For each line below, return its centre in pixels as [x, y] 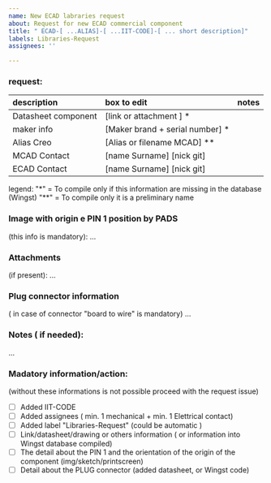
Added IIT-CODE [48, 407]
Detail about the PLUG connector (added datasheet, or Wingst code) [135, 470]
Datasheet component [55, 116]
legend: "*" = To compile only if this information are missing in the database [135, 189]
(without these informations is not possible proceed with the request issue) [134, 391]
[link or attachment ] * [148, 116]
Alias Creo [32, 143]
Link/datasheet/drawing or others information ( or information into [130, 434]
